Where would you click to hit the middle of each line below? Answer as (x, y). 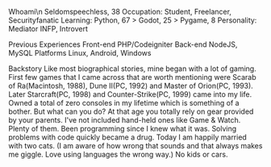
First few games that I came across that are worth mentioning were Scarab (132, 77)
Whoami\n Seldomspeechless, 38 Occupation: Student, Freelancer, (120, 12)
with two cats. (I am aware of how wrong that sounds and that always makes (135, 146)
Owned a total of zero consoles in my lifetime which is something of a (124, 103)
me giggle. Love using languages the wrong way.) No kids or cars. (118, 154)
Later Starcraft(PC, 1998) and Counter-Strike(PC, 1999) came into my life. (130, 94)
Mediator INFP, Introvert (48, 29)
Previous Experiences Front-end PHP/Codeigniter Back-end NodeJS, (123, 44)
